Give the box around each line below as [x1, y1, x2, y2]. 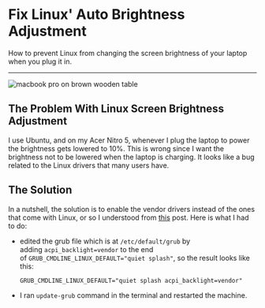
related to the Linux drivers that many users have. [8, 160, 170, 170]
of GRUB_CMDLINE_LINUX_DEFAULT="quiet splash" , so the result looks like [19, 253, 250, 262]
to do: [8, 221, 28, 230]
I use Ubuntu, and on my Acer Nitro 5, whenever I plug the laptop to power [8, 135, 250, 145]
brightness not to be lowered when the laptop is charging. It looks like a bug [8, 152, 255, 161]
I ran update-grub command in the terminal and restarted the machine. [19, 290, 248, 300]
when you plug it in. [8, 57, 73, 66]
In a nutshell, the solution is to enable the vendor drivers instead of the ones [8, 204, 255, 213]
